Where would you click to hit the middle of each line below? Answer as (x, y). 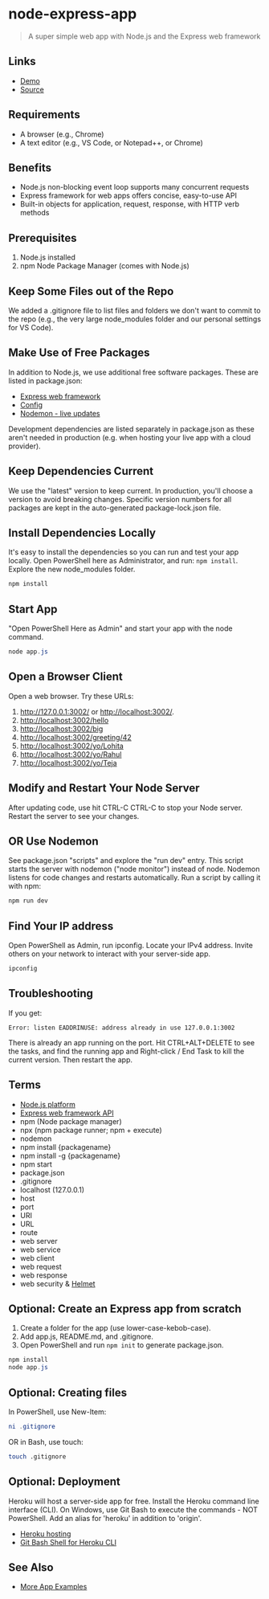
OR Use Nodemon (53, 842)
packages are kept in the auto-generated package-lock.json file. (115, 508)
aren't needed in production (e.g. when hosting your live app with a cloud (130, 437)
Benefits (30, 168)
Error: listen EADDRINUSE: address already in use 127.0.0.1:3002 (122, 1028)
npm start (36, 1164)
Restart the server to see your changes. (74, 816)
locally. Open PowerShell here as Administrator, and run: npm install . (123, 561)
